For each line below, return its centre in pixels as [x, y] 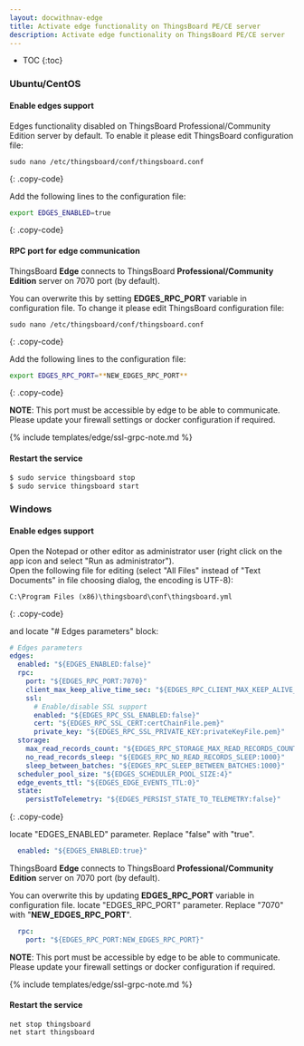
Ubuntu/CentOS [45, 84]
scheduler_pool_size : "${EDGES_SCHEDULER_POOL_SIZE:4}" [125, 774]
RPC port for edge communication [75, 250]
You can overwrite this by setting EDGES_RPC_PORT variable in [128, 298]
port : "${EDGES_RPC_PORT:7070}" [86, 681]
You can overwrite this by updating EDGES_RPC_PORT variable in [132, 895]
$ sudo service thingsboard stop [72, 477]
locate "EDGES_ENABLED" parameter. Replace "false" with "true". [132, 835]
